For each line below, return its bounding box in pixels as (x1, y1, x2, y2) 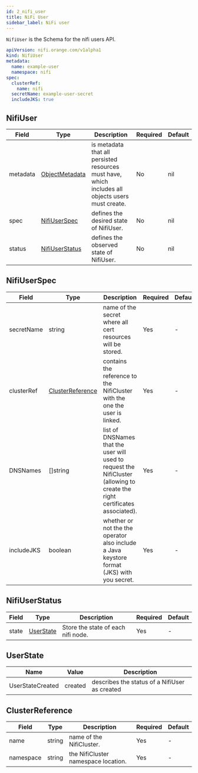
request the (103, 462, 135, 471)
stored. (103, 347, 123, 355)
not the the (103, 524, 133, 532)
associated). (103, 507, 137, 515)
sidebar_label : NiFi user (6, 19, 70, 25)
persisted (91, 155, 118, 163)
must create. (91, 199, 127, 207)
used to (103, 455, 124, 464)
